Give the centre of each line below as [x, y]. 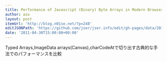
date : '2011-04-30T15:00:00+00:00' [42, 33]
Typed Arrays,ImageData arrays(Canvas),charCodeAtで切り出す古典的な [79, 47]
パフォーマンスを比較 [40, 54]
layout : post [19, 19]
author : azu [17, 14]
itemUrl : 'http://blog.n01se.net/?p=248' [49, 24]
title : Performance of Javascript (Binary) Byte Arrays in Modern [75, 10]
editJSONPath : [20, 28]
